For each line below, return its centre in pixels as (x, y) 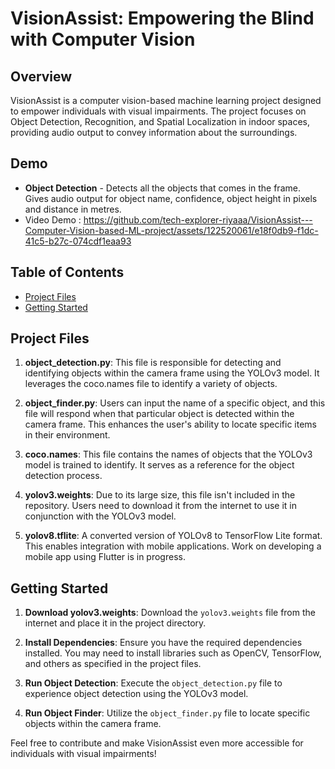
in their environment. (67, 435)
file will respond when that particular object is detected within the (159, 414)
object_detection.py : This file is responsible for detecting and (153, 363)
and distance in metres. (73, 209)
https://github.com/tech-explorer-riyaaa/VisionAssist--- (198, 219)
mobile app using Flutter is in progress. (105, 557)
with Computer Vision (103, 39)
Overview (41, 76)
